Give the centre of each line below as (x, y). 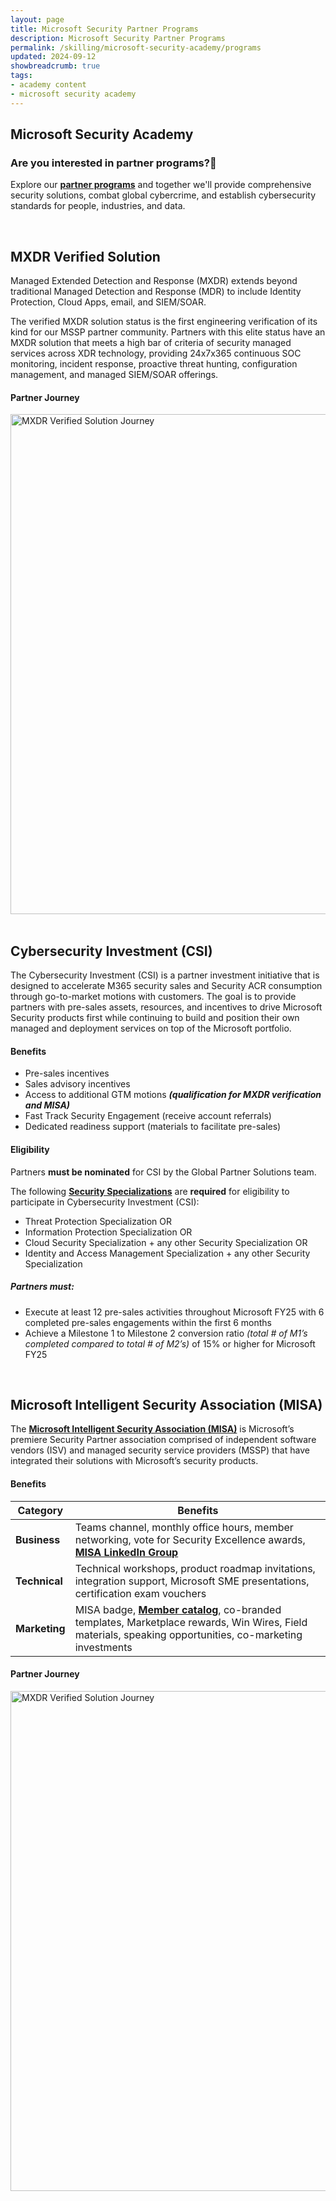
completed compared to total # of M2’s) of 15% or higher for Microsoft (170, 1343)
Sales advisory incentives (77, 1084)
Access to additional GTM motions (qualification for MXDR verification (173, 1095)
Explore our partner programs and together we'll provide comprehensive (161, 185)
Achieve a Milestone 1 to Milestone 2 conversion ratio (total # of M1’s (166, 1333)
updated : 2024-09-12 (53, 57)
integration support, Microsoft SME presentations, (192, 1581)
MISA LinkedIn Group (126, 1552)
